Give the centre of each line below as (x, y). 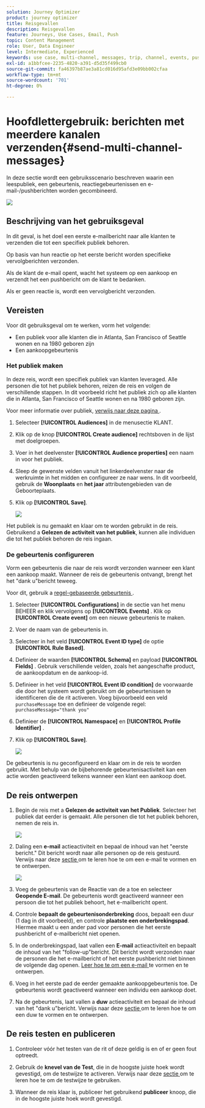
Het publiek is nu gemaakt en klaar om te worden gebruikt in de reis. (92, 526)
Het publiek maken (35, 366)
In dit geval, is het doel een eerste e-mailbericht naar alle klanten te (91, 236)
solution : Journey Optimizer (43, 12)
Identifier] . (30, 728)
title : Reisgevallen (33, 23)
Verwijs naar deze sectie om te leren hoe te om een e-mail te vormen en (106, 859)
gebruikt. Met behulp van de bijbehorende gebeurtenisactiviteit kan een (96, 769)
